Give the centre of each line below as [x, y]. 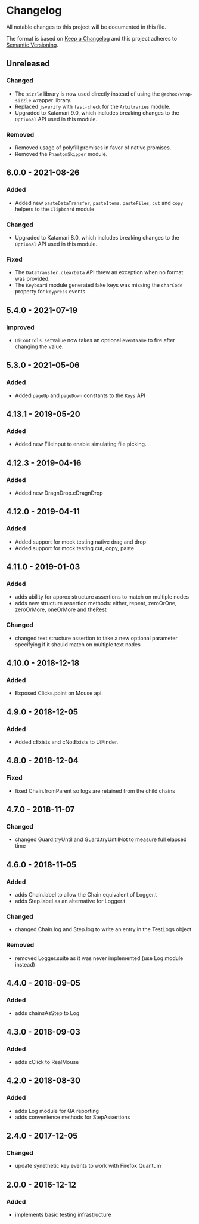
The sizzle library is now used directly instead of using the [87, 94]
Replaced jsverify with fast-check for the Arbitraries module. [93, 106]
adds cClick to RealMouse [47, 1062]
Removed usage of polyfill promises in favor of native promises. [93, 148]
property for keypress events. [51, 292]
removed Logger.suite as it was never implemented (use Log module [99, 958]
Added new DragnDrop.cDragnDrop [59, 493]
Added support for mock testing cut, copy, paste [74, 548]
